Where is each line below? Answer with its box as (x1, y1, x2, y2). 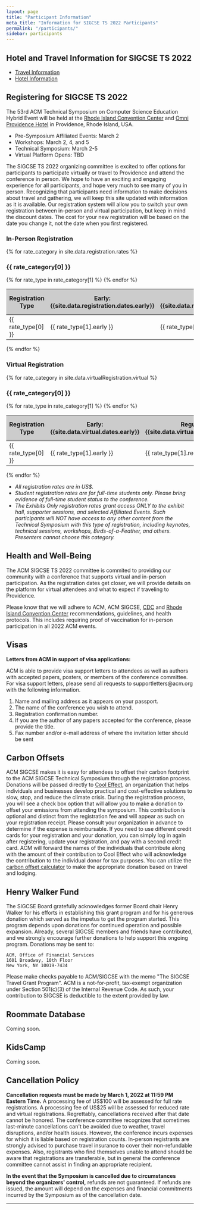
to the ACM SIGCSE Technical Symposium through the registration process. (6, 775, 192, 782)
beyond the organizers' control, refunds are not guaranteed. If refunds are (6, 1178, 191, 1186)
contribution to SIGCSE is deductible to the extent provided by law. (6, 992, 170, 999)
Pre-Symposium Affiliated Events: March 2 (14, 132, 119, 139)
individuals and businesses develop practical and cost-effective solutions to (6, 787, 192, 795)
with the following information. (6, 686, 81, 693)
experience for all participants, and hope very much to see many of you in (6, 182, 187, 189)
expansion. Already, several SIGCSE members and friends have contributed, (6, 928, 193, 935)
